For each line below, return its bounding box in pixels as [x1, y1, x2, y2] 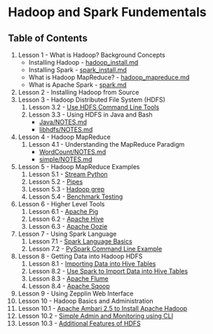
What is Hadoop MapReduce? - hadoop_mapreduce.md [28, 73, 190, 81]
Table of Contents [8, 32, 88, 44]
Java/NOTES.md [39, 118, 87, 126]
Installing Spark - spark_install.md [28, 66, 127, 74]
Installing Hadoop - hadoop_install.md [28, 58, 139, 67]
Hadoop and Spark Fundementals [8, 4, 207, 20]
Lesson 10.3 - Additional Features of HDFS [18, 319, 141, 327]
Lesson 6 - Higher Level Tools [18, 200, 105, 208]
